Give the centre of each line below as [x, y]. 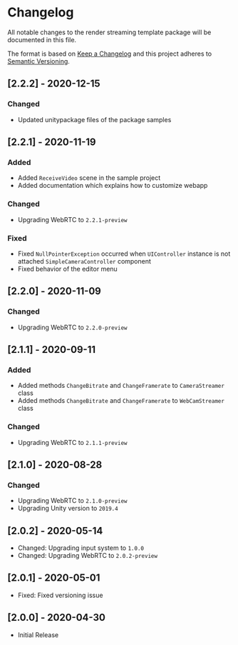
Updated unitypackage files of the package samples [94, 119]
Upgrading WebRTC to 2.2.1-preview [72, 219]
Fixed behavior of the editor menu [67, 269]
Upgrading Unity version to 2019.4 [68, 509]
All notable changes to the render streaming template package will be [109, 32]
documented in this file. [42, 39]
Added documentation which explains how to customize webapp [113, 186]
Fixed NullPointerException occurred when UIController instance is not [124, 254]
